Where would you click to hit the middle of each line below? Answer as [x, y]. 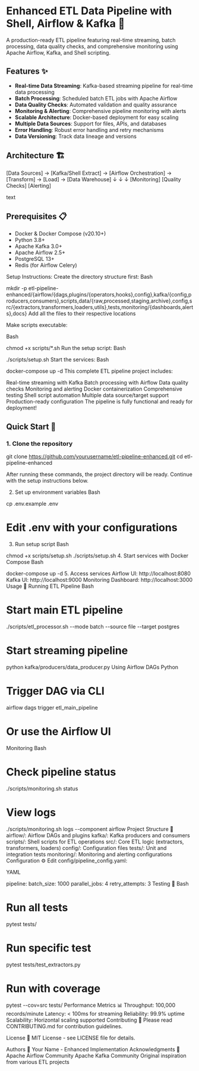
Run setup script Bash [42, 544]
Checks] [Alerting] [29, 185]
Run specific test [49, 948]
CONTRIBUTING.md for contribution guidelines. [64, 1026]
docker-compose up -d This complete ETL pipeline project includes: [90, 371]
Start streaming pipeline [67, 651]
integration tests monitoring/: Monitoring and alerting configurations [89, 854]
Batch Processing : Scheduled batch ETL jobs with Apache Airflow [96, 98]
